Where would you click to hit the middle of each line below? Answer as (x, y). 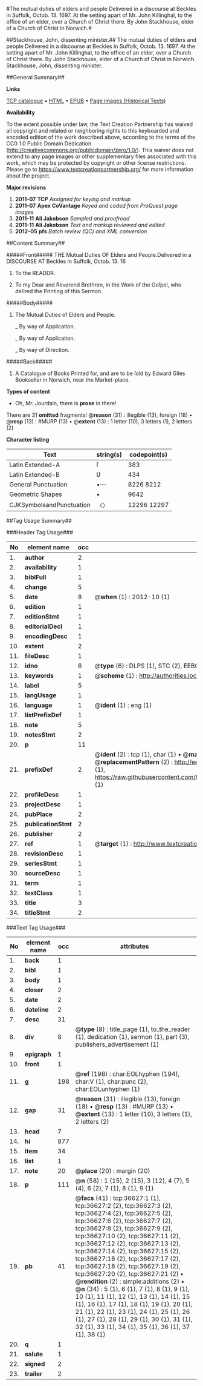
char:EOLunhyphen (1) (108, 1089)
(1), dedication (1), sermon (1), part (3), (132, 1037)
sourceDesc (43, 873)
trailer (34, 1374)
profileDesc (42, 794)
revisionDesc (44, 854)
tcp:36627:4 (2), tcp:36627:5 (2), (124, 1213)
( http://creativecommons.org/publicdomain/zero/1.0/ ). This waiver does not (100, 150)
